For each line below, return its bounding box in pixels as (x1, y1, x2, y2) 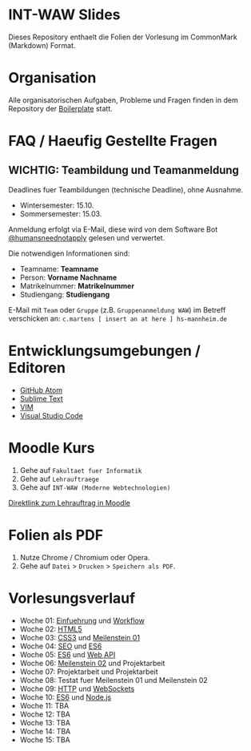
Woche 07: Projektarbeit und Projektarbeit (19, 667, 158, 676)
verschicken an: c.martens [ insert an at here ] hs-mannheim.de (8, 313, 228, 323)
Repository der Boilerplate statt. (8, 103, 114, 113)
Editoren (8, 359, 66, 378)
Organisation (8, 69, 97, 87)
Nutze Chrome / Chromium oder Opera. (19, 552, 150, 562)
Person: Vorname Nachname (19, 273, 118, 282)
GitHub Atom (19, 385, 62, 394)
